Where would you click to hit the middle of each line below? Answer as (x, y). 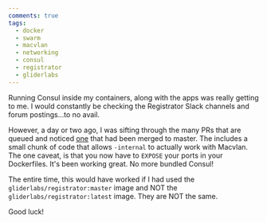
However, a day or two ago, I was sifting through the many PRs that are (125, 130)
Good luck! (26, 211)
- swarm (28, 38)
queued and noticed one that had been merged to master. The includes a (128, 138)
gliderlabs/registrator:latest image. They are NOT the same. (113, 196)
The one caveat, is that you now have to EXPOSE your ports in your (116, 155)
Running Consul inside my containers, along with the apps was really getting (133, 97)
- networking (37, 53)
